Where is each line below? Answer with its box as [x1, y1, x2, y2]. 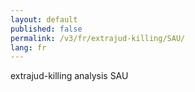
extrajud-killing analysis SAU [10, 70, 129, 82]
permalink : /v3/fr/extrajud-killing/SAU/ [10, 33, 186, 43]
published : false [10, 24, 83, 34]
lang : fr [10, 42, 47, 53]
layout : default [10, 14, 78, 25]
